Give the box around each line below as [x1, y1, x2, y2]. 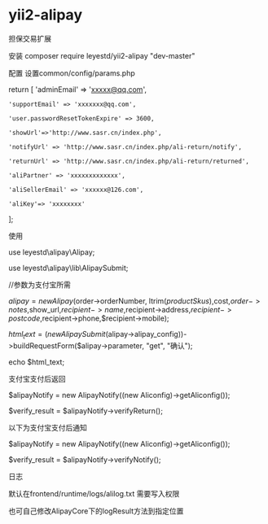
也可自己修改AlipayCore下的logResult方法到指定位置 [8, 506, 184, 516]
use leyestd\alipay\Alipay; [8, 247, 95, 257]
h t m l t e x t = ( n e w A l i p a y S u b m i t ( [8, 329, 108, 341]
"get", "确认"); [146, 340, 193, 351]
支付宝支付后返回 [8, 373, 66, 383]
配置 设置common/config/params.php [8, 68, 136, 78]
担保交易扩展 [8, 33, 51, 43]
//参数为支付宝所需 [8, 279, 72, 290]
